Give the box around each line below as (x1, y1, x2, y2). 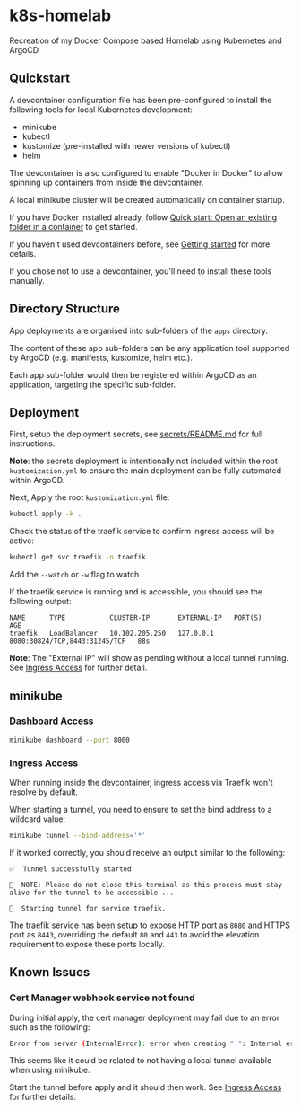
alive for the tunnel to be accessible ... (9, 888, 175, 897)
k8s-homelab (9, 5, 112, 26)
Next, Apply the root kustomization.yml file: (9, 492, 170, 503)
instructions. (9, 438, 56, 449)
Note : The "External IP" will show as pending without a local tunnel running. (9, 653, 289, 664)
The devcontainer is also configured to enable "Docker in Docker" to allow (9, 167, 284, 178)
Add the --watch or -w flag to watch (9, 569, 140, 580)
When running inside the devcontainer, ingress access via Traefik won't (9, 777, 273, 788)
